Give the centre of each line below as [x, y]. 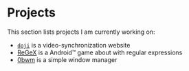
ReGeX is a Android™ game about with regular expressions [100, 52]
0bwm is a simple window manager [67, 59]
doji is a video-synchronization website [74, 45]
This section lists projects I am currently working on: [81, 32]
